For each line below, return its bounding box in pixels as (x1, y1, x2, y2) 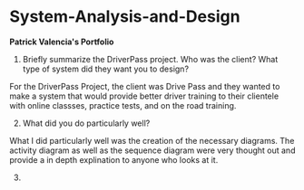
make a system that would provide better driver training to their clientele (9, 90, 279, 101)
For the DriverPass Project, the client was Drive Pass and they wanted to (9, 81, 280, 91)
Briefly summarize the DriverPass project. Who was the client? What (22, 53, 279, 64)
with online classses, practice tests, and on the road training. (9, 100, 237, 110)
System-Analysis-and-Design (9, 6, 240, 27)
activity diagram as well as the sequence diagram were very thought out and (9, 145, 296, 156)
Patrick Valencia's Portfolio (9, 36, 114, 47)
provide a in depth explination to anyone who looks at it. (9, 154, 219, 165)
